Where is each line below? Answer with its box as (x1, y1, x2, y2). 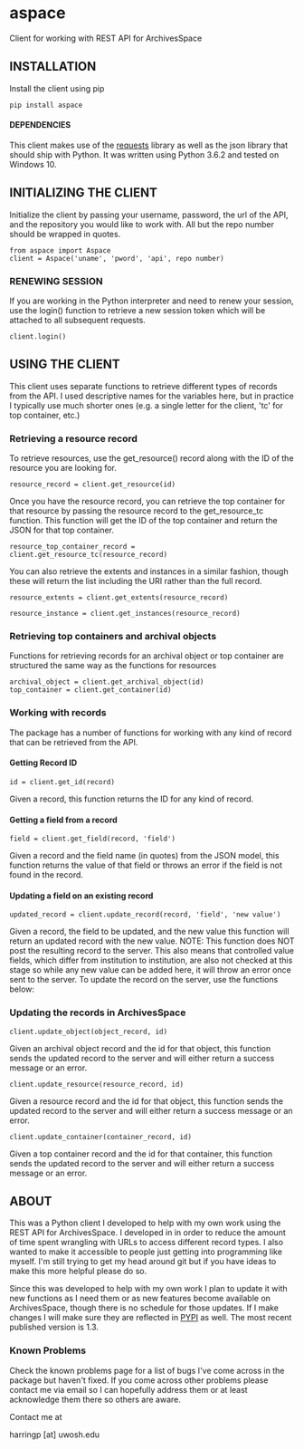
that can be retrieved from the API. (9, 736, 138, 747)
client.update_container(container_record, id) (9, 1132, 193, 1141)
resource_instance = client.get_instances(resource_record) (9, 609, 242, 619)
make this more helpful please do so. (9, 1266, 147, 1277)
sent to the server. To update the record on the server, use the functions (9, 974, 279, 985)
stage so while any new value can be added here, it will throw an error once (9, 964, 291, 975)
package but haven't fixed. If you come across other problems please (9, 1375, 269, 1386)
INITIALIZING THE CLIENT (9, 185, 158, 201)
